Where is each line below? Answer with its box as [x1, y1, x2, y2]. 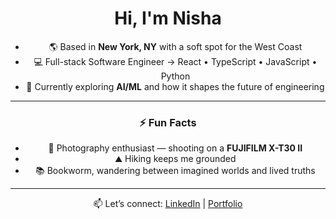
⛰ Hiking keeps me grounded [114, 153, 237, 165]
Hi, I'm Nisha [114, 7, 222, 30]
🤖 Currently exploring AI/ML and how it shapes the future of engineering [26, 80, 325, 92]
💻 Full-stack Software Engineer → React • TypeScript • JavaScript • [33, 55, 318, 67]
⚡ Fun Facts [139, 115, 197, 129]
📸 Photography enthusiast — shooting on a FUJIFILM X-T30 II [48, 142, 303, 154]
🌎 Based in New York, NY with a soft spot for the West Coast [48, 40, 303, 52]
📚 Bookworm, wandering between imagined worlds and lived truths [35, 165, 316, 177]
